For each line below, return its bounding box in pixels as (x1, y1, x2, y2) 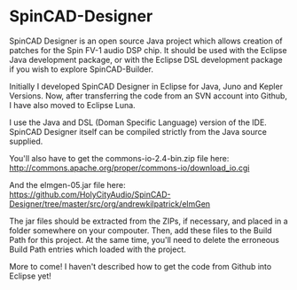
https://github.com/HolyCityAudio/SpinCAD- (9, 189, 171, 200)
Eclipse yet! (9, 270, 51, 281)
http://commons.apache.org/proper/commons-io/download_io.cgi (9, 162, 250, 173)
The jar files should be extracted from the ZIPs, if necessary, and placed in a (9, 216, 288, 226)
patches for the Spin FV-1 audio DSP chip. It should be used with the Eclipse (9, 44, 287, 55)
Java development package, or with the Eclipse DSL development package (9, 54, 283, 65)
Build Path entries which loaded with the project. (9, 244, 186, 255)
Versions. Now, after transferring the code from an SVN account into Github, (9, 90, 288, 101)
